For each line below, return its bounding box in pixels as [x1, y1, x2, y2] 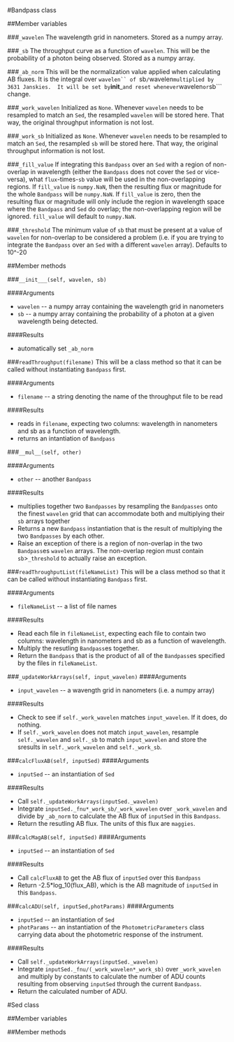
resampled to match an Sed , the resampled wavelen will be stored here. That [7, 111, 225, 119]
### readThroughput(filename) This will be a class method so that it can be [7, 358, 222, 366]
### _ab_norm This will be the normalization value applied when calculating [7, 68, 221, 76]
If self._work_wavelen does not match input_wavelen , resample [17, 728, 199, 736]
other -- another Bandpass [17, 475, 92, 483]
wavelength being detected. [17, 317, 98, 325]
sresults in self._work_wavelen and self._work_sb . [17, 743, 162, 751]
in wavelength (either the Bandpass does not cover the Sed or [30, 168, 204, 176]
